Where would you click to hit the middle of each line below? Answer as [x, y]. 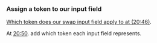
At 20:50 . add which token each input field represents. [74, 33]
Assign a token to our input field [54, 9]
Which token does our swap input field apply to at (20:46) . [79, 22]
